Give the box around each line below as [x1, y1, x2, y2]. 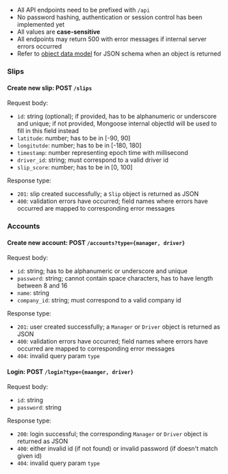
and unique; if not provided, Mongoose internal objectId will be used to [16, 119, 217, 128]
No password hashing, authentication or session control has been [16, 13, 203, 21]
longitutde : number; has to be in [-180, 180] [16, 141, 142, 150]
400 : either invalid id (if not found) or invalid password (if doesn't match [16, 445, 218, 453]
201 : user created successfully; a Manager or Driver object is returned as [16, 322, 220, 331]
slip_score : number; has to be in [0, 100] [16, 163, 133, 171]
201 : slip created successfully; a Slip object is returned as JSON [16, 190, 199, 198]
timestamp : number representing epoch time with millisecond [16, 149, 188, 157]
